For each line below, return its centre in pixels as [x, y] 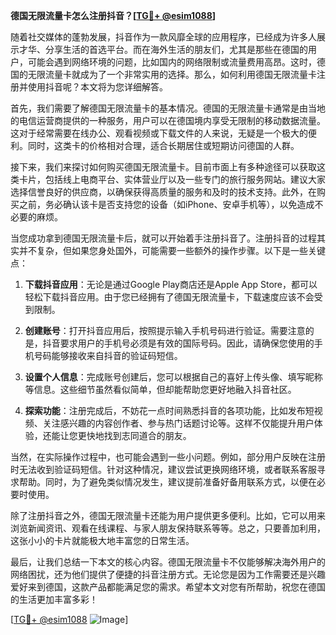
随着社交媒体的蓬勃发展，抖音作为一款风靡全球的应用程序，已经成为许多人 [163, 37]
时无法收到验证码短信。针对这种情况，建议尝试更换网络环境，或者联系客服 [163, 469]
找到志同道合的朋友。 [147, 435]
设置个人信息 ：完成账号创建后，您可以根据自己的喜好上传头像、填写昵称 [173, 377]
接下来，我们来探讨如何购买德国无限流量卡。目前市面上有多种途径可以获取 [163, 167]
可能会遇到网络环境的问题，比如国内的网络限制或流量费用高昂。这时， [172, 62]
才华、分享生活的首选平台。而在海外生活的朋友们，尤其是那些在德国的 [163, 49]
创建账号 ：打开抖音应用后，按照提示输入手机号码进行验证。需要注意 [165, 330]
